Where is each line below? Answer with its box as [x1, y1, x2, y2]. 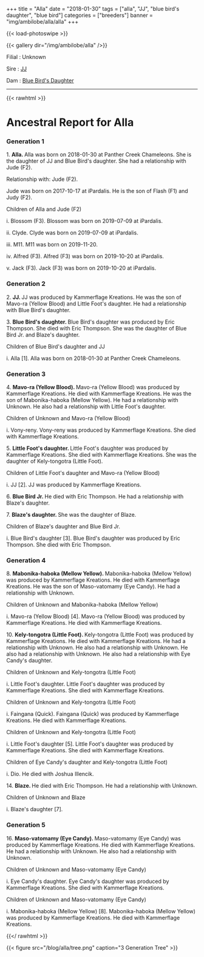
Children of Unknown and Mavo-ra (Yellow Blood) [6, 415, 131, 422]
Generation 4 [6, 556, 46, 564]
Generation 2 [6, 279, 46, 288]
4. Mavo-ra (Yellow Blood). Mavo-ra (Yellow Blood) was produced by [6, 384, 180, 391]
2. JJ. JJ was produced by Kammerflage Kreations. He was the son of [6, 293, 182, 301]
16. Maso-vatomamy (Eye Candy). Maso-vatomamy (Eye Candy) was [6, 834, 181, 842]
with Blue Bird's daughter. [6, 306, 71, 313]
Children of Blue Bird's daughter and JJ [6, 342, 105, 350]
